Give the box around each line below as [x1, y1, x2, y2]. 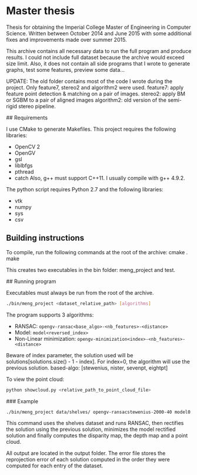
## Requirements [6, 114, 48, 121]
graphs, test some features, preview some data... [6, 66, 125, 73]
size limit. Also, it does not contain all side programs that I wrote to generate [6, 60, 190, 67]
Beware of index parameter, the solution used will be [6, 351, 133, 358]
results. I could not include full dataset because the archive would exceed [6, 54, 185, 61]
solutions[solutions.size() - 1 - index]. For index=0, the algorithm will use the [6, 358, 190, 365]
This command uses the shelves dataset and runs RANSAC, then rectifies [6, 420, 184, 427]
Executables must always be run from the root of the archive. [6, 289, 154, 296]
